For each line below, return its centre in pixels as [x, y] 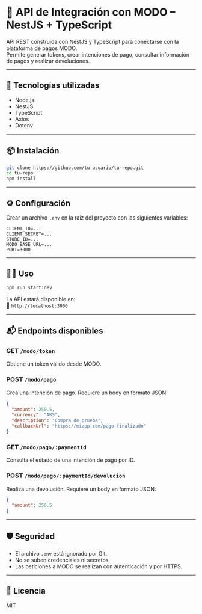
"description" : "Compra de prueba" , [57, 420]
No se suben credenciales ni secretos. [62, 560]
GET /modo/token [31, 351]
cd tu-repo [20, 173]
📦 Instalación [33, 151]
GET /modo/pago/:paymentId [46, 447]
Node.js [25, 100]
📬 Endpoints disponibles [55, 331]
